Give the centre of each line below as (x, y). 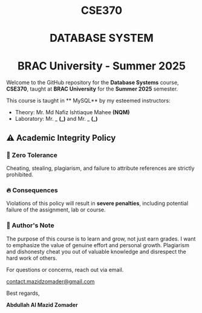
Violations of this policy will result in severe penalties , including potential (97, 204)
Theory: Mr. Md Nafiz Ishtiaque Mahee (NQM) (72, 112)
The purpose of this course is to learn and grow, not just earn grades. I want (101, 239)
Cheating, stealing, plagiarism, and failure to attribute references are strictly (100, 168)
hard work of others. (32, 258)
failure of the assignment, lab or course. (56, 210)
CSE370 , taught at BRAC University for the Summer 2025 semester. (92, 89)
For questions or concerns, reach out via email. (65, 269)
